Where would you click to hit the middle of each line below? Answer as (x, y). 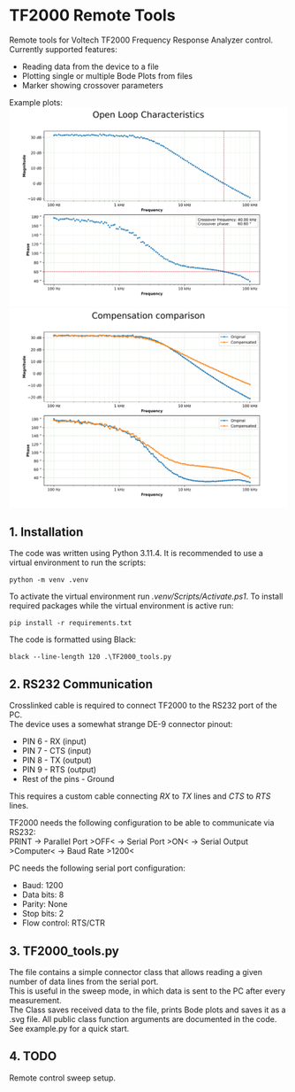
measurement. (35, 1000)
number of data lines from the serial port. (84, 981)
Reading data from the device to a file (90, 66)
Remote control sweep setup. (63, 1078)
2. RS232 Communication (81, 684)
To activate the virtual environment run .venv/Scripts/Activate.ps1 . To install (146, 596)
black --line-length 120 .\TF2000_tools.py (91, 657)
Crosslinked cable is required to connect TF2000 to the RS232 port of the (144, 706)
